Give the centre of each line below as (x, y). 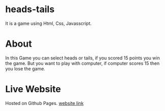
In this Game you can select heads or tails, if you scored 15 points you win (82, 58)
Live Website (33, 89)
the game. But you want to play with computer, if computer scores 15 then (82, 63)
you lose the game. (25, 68)
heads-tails (30, 9)
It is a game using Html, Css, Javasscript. (48, 23)
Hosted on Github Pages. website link (44, 103)
